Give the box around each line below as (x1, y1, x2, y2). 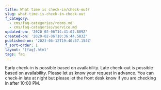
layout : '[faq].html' (5, 47, 49, 52)
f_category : (5, 16, 29, 21)
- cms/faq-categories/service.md (9, 25, 77, 30)
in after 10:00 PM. (5, 80, 40, 86)
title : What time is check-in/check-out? (5, 7, 90, 12)
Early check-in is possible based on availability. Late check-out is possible (5, 65, 153, 71)
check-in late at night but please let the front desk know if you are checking (5, 75, 156, 81)
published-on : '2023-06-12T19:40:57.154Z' (5, 39, 92, 43)
